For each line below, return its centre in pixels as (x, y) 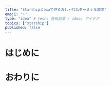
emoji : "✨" (17, 14)
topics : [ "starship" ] (27, 23)
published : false (23, 28)
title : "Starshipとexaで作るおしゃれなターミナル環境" (56, 9)
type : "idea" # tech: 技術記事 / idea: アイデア (52, 18)
